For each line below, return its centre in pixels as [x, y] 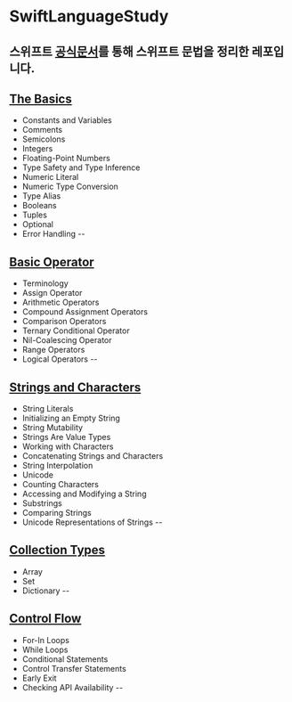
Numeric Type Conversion [70, 187]
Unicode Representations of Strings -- [92, 522]
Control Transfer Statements [74, 668]
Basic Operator [52, 261]
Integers [37, 149]
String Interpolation [57, 466]
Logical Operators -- [60, 359]
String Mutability [52, 428]
